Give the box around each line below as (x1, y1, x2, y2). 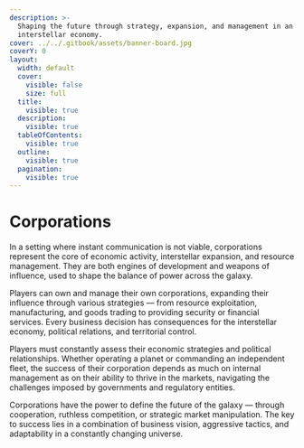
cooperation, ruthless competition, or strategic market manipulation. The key (9, 409, 295, 420)
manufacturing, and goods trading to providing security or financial (9, 307, 260, 318)
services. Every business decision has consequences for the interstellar (9, 317, 278, 328)
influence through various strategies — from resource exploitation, (9, 297, 258, 308)
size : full (25, 89, 67, 98)
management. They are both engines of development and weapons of (9, 261, 270, 272)
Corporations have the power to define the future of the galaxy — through (9, 399, 285, 411)
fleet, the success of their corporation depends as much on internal (9, 363, 261, 374)
